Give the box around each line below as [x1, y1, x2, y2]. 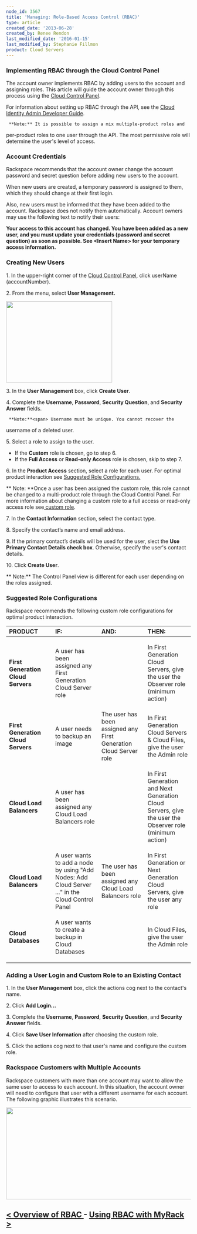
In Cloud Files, [147, 925, 187, 933]
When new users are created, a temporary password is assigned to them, [6, 184, 184, 191]
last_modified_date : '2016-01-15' [6, 36, 91, 42]
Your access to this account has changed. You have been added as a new [6, 225, 189, 232]
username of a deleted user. [6, 426, 74, 433]
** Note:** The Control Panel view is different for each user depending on [6, 573, 185, 580]
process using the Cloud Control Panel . [6, 92, 101, 99]
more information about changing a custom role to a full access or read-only [6, 497, 191, 504]
